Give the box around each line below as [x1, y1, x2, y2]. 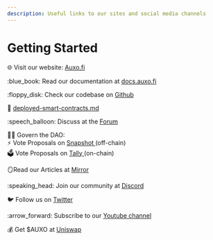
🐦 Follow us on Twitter [7, 195, 74, 203]
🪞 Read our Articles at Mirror [7, 165, 89, 173]
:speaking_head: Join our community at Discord [7, 181, 144, 189]
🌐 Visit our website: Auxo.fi [7, 63, 85, 71]
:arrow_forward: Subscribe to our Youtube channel [7, 211, 152, 219]
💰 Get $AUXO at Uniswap [7, 225, 82, 233]
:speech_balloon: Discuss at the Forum [7, 117, 118, 126]
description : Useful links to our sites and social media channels [7, 10, 207, 17]
